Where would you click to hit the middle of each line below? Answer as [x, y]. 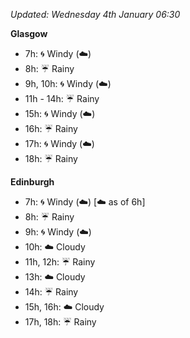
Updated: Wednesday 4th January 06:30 [95, 14]
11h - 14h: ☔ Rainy [62, 98]
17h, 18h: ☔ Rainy [60, 322]
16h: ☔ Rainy [51, 128]
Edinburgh [32, 182]
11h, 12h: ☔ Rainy [60, 262]
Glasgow [29, 33]
